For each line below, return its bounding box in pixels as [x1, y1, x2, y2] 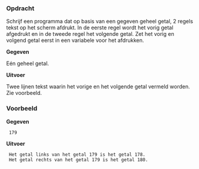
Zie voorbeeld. [6, 90, 42, 97]
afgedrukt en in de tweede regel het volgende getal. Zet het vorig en [6, 30, 174, 38]
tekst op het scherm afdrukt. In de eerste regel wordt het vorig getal [6, 24, 173, 31]
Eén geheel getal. [6, 60, 50, 67]
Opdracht [6, 4, 35, 13]
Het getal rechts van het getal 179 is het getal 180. [8, 156, 148, 162]
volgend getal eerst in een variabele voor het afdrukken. [6, 37, 145, 44]
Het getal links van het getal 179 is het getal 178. [8, 151, 146, 158]
